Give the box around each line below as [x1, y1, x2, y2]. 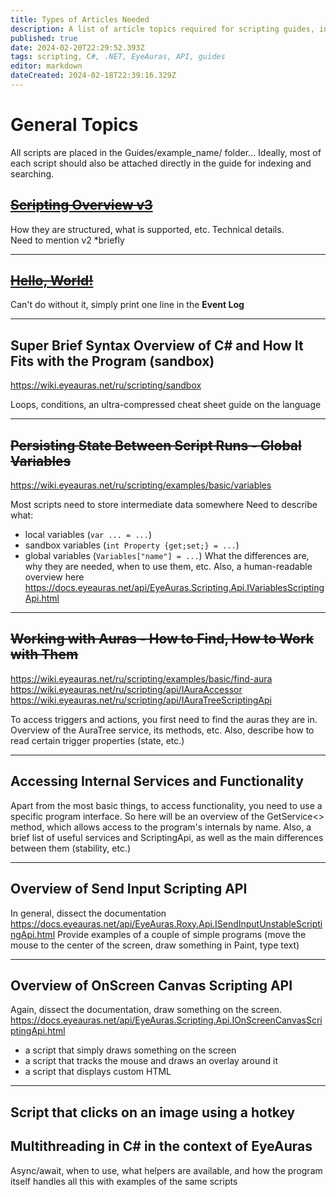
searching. [10, 167, 55, 180]
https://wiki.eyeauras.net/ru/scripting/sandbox [10, 379, 202, 391]
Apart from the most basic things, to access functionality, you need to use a [10, 799, 323, 811]
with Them [10, 646, 79, 663]
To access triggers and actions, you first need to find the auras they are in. [10, 713, 318, 725]
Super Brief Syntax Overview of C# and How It [10, 337, 304, 354]
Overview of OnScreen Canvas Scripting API [10, 977, 293, 994]
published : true [10, 33, 78, 43]
